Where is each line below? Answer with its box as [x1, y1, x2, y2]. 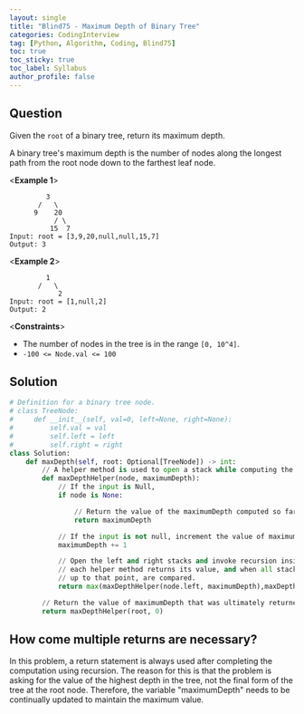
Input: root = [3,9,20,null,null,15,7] [9, 232, 160, 241]
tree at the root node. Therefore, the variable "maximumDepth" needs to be [9, 685, 290, 696]
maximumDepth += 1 [57, 540, 128, 549]
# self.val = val [9, 423, 107, 432]
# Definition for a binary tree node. [9, 398, 156, 408]
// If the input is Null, [57, 482, 156, 492]
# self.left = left [9, 431, 116, 440]
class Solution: [9, 449, 71, 458]
